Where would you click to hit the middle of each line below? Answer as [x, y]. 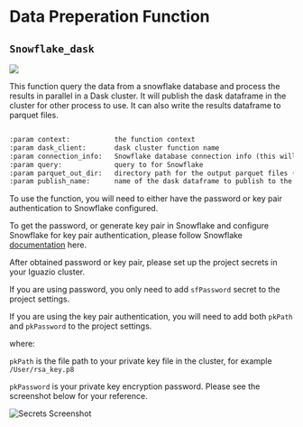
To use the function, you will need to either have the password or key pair [146, 199]
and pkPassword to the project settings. [81, 326]
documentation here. [48, 245]
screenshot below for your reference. [78, 396]
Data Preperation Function [110, 17]
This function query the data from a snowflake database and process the [145, 86]
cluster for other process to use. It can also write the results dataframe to [145, 105]
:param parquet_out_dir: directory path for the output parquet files [149, 173]
